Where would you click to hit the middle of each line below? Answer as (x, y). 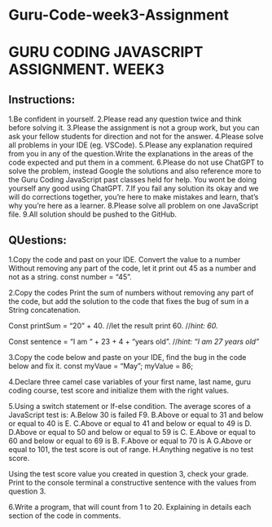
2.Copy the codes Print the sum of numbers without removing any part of (131, 292)
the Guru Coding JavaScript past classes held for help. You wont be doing (133, 180)
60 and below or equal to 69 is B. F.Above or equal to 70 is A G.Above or (130, 441)
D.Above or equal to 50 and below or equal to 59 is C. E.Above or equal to (132, 432)
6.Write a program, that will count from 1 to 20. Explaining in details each (130, 507)
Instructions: (42, 99)
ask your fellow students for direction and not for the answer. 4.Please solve (136, 137)
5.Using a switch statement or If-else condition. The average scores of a (129, 406)
